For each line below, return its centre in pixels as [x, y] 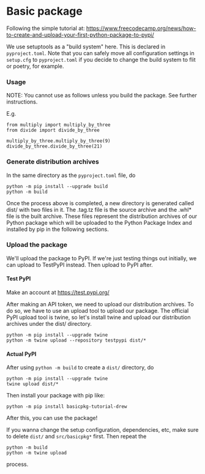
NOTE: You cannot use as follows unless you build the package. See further [102, 96]
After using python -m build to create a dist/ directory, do [80, 367]
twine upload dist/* [33, 384]
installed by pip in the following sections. [58, 229]
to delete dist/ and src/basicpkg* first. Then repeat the [76, 437]
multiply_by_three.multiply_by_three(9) [59, 141]
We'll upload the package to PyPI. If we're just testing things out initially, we [102, 258]
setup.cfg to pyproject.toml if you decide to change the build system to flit [101, 59]
